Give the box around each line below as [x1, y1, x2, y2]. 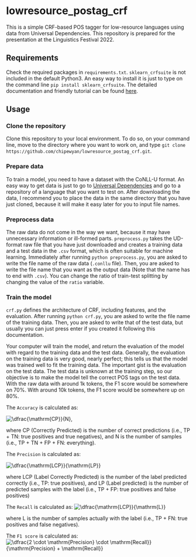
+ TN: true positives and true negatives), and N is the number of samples [6, 433, 182, 440]
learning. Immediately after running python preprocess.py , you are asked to [6, 254, 187, 261]
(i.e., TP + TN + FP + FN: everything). [6, 439, 97, 447]
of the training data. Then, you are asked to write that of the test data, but [6, 319, 183, 326]
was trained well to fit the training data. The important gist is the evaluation [6, 362, 187, 369]
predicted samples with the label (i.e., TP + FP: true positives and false [6, 486, 177, 493]
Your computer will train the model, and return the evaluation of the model [6, 343, 184, 350]
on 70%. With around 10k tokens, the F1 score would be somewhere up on [6, 386, 185, 394]
